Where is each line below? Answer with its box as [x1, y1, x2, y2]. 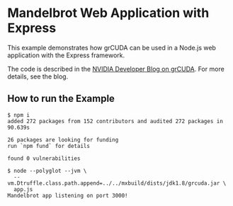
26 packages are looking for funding [7, 136, 119, 143]
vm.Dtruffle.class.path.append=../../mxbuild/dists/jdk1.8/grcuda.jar [7, 179, 220, 187]
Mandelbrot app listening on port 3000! [7, 192, 129, 199]
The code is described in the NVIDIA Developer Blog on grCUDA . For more [7, 64, 225, 73]
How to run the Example [7, 93, 115, 105]
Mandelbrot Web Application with [7, 5, 210, 21]
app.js [13, 185, 33, 193]
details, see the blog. [7, 72, 69, 81]
